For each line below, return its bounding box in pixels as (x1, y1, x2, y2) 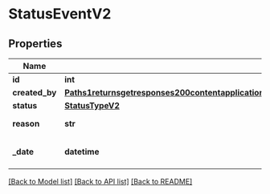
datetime (63, 146, 100, 157)
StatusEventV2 (8, 5, 112, 23)
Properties (8, 37, 63, 51)
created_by (12, 87, 57, 98)
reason (12, 118, 40, 129)
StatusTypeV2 (63, 100, 121, 111)
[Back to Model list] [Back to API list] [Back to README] (8, 177, 193, 186)
